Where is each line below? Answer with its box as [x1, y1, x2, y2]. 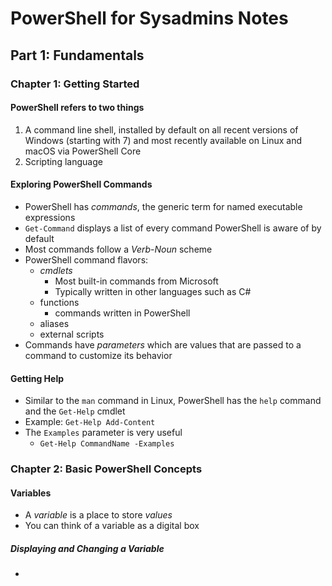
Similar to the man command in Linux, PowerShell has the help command [24, 395, 322, 407]
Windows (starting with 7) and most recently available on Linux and [24, 134, 303, 146]
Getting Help [10, 372, 65, 384]
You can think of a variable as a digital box [24, 520, 200, 532]
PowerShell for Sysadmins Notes [10, 7, 289, 30]
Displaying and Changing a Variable [10, 542, 165, 554]
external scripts [39, 328, 105, 340]
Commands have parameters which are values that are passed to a [24, 338, 302, 351]
